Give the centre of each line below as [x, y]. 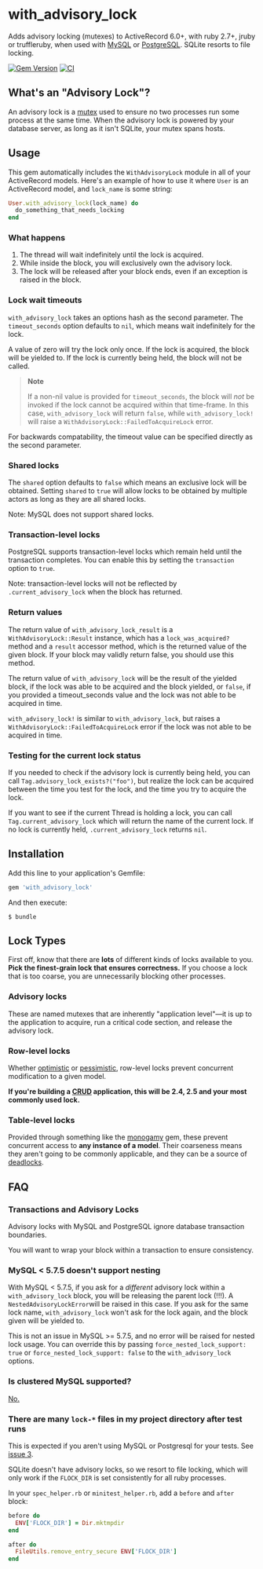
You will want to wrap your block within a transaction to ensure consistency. [131, 1250]
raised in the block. [51, 280]
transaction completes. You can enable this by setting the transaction [121, 560]
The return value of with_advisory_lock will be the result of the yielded [122, 678]
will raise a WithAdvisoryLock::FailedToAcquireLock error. [120, 421]
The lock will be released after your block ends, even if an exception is [133, 272]
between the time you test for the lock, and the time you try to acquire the [128, 789]
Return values [35, 613]
